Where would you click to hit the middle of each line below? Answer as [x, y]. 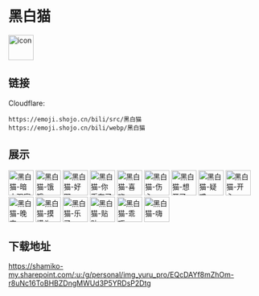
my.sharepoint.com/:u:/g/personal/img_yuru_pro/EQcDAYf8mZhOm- [121, 275]
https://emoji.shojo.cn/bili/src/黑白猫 [75, 119]
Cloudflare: [27, 103]
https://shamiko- [36, 266]
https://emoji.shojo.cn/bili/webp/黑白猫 [77, 128]
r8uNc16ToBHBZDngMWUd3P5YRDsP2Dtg [80, 283]
